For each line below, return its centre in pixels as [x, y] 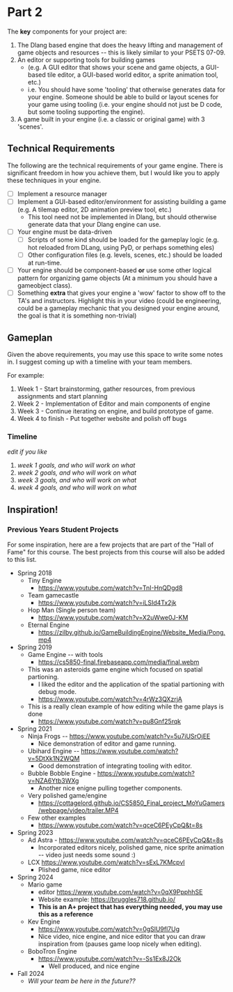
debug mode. [57, 691]
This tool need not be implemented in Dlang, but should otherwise [122, 216]
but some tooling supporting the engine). [86, 112]
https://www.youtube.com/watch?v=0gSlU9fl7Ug [109, 928]
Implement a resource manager [62, 193]
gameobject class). [45, 286]
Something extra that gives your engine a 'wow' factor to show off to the [121, 293]
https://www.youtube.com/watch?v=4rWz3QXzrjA [110, 699]
